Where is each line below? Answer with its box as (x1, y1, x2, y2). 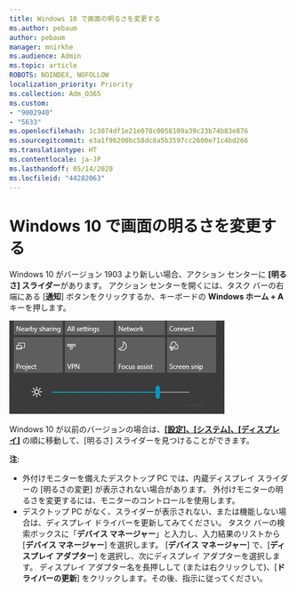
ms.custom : (9, 99, 50, 108)
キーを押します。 (9, 302, 71, 313)
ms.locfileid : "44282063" (9, 173, 105, 182)
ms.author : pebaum (9, 23, 77, 33)
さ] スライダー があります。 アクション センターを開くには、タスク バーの (9, 280, 277, 291)
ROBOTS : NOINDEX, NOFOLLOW (9, 71, 109, 80)
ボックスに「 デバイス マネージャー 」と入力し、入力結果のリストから (29, 529, 281, 540)
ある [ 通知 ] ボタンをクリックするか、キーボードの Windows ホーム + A (24, 292, 285, 302)
